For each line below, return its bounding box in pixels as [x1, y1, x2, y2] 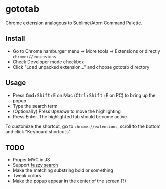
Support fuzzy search [12, 162, 58, 168]
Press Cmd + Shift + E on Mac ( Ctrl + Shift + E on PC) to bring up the [12, 92, 156, 98]
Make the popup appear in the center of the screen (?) [12, 178, 127, 184]
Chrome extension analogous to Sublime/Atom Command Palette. [5, 20, 142, 26]
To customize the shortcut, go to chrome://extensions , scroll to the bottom [5, 123, 161, 129]
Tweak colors [12, 173, 41, 179]
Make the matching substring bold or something [12, 167, 113, 173]
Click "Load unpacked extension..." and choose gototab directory [12, 64, 150, 70]
